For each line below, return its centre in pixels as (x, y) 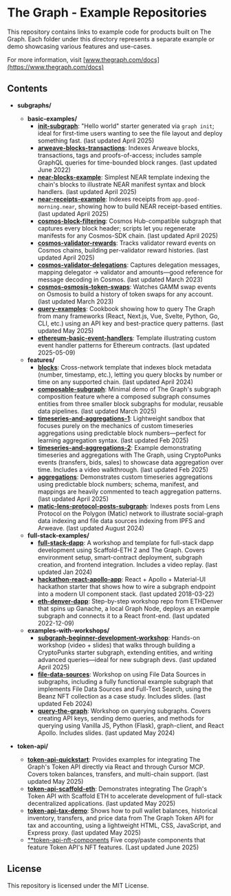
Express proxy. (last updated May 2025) (84, 832)
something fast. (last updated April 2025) (96, 140)
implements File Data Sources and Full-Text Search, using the (124, 689)
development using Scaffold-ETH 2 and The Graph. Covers (121, 550)
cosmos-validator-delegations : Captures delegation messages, (129, 265)
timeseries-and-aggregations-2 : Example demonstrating (119, 447)
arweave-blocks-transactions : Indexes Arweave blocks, (118, 148)
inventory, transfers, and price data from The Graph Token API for (120, 818)
